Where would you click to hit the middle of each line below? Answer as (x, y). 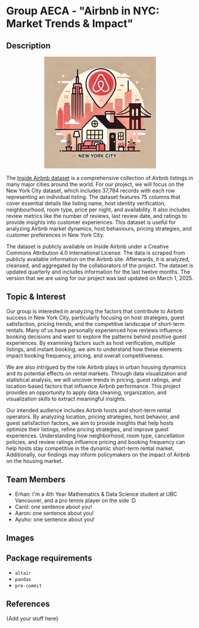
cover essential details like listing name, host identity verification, (86, 203)
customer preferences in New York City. (55, 235)
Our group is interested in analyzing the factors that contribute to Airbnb (95, 311)
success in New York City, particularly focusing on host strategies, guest (95, 318)
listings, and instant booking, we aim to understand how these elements (94, 349)
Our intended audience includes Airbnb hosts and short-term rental (89, 410)
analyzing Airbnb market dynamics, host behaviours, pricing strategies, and (99, 228)
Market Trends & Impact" (70, 24)
